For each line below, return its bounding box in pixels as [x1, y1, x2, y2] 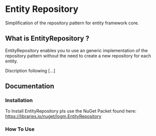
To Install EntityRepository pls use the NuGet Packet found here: [5, 108, 137, 114]
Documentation [5, 82, 55, 90]
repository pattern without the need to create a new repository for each [5, 53, 152, 59]
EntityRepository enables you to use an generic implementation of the [5, 47, 148, 53]
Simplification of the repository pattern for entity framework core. [5, 20, 139, 26]
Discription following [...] [5, 68, 56, 73]
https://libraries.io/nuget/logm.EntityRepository [5, 113, 102, 120]
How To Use [5, 126, 35, 133]
